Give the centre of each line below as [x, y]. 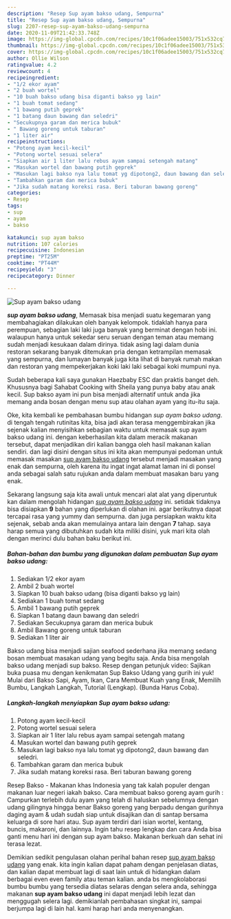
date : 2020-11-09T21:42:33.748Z [53, 33]
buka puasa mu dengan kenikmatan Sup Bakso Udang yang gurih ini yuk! [111, 672]
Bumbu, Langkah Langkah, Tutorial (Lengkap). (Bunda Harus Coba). [103, 687]
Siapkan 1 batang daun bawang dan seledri [78, 615]
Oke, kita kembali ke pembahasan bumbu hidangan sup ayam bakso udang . [115, 415]
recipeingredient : [33, 78]
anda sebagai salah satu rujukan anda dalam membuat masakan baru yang [113, 474]
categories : [24, 193]
